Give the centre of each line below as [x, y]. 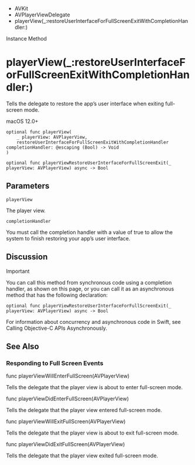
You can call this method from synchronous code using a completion [89, 282]
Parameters [28, 186]
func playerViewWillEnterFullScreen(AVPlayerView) [68, 376]
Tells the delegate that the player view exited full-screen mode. [82, 456]
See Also [23, 346]
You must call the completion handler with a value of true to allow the [89, 232]
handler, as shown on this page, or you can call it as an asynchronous [90, 289]
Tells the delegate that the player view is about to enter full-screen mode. [95, 387]
